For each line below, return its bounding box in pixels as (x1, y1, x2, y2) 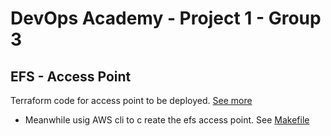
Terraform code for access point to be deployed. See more (10, 95, 253, 106)
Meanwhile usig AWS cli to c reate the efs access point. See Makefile (24, 114, 310, 126)
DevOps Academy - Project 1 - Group (10, 7, 322, 30)
